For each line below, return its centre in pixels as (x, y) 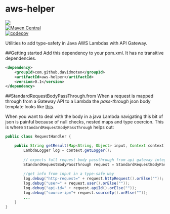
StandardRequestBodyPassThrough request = (69, 164)
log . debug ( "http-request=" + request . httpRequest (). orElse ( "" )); (94, 179)
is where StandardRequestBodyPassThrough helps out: (60, 127)
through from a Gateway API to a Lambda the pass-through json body (78, 101)
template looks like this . (30, 107)
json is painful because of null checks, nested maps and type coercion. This (84, 122)
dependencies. (21, 58)
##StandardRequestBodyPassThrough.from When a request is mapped (79, 96)
